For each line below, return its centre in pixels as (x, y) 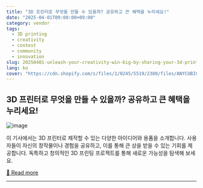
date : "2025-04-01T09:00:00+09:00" (51, 17)
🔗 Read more (22, 173)
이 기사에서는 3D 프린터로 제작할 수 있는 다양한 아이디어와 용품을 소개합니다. (96, 138)
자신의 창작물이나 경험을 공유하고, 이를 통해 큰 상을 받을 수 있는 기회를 (104, 146)
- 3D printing (29, 34)
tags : (13, 29)
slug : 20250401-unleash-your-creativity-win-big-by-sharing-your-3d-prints (104, 62)
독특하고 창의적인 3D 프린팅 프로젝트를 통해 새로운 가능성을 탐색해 (106, 153)
